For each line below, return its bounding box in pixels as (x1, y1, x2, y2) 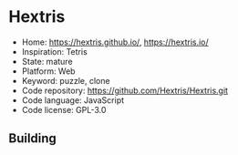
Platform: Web (21, 66, 76, 77)
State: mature (21, 56, 74, 67)
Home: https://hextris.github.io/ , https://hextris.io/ (21, 36, 209, 47)
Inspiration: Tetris (21, 46, 88, 57)
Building (8, 130, 57, 147)
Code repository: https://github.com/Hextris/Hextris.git (21, 85, 229, 96)
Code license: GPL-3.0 (21, 104, 107, 115)
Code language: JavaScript (21, 94, 125, 106)
